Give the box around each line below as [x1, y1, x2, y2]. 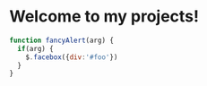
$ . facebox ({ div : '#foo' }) [25, 52, 118, 62]
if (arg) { [17, 44, 54, 53]
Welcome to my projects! [9, 6, 200, 27]
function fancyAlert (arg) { [9, 36, 115, 45]
